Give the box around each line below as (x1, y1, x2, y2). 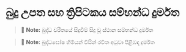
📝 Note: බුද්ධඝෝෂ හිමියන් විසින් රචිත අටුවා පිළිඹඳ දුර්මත (20, 38, 155, 45)
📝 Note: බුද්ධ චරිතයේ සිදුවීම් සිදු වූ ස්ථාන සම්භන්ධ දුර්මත (20, 26, 154, 33)
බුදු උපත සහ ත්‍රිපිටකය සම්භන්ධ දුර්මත (6, 6, 180, 20)
